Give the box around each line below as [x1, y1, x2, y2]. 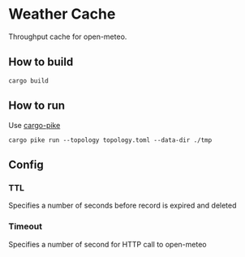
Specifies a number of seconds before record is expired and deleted [8, 200, 237, 211]
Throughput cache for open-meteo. [8, 32, 127, 41]
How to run [8, 99, 66, 113]
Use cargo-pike [8, 120, 61, 130]
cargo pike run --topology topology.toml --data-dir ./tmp [8, 135, 213, 144]
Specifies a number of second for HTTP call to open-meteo [8, 239, 207, 249]
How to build [8, 55, 74, 69]
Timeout [8, 221, 43, 232]
